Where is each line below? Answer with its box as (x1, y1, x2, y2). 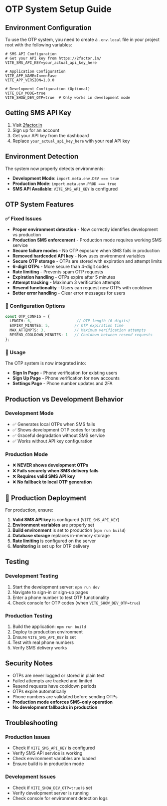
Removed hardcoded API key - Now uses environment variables (12, 253, 146, 259)
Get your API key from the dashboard (12, 132, 89, 138)
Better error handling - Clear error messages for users (12, 290, 126, 296)
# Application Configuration (5, 69, 66, 74)
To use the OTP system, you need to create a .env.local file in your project (5, 36, 160, 42)
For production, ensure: (5, 507, 54, 513)
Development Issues (5, 773, 56, 780)
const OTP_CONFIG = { (5, 314, 50, 319)
